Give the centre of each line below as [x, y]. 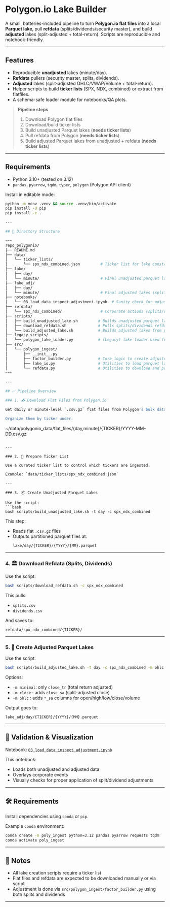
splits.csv [24, 605]
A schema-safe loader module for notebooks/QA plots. [70, 100]
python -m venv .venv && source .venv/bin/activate [61, 204]
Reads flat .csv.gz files [37, 531]
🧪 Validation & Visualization [49, 737]
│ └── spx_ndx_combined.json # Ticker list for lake [78, 264]
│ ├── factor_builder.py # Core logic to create [77, 359]
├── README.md [20, 250]
